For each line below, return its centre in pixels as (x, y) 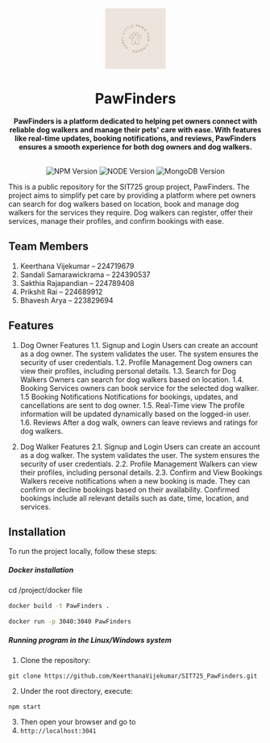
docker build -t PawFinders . (59, 606)
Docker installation (41, 569)
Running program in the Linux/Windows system (90, 640)
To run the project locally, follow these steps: (83, 552)
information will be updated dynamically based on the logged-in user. (135, 413)
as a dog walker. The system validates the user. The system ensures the (140, 455)
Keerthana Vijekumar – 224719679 (77, 266)
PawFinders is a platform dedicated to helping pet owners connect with (135, 121)
